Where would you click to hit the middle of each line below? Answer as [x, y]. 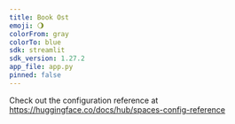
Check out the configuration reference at [84, 100]
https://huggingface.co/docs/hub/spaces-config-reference [117, 109]
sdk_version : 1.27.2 [47, 58]
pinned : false [35, 75]
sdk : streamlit [37, 50]
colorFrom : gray [39, 34]
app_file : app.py [41, 67]
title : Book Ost [39, 17]
